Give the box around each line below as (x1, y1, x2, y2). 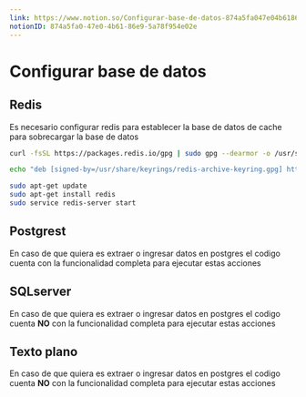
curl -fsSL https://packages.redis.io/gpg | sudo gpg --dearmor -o (9, 148, 271, 158)
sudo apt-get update (9, 181, 88, 191)
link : (9, 13, 30, 23)
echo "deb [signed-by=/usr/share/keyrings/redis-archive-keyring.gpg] (9, 165, 283, 174)
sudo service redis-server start (9, 198, 137, 208)
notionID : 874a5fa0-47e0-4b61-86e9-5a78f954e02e (9, 22, 198, 31)
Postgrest (9, 224, 66, 239)
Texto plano (9, 343, 78, 360)
